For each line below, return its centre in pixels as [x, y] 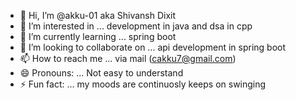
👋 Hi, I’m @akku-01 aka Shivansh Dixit [98, 15]
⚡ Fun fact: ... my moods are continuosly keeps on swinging [143, 84]
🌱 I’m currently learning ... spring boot [98, 36]
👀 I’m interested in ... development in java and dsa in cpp [136, 26]
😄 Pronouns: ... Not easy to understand [101, 73]
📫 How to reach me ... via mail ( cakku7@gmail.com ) [128, 58]
